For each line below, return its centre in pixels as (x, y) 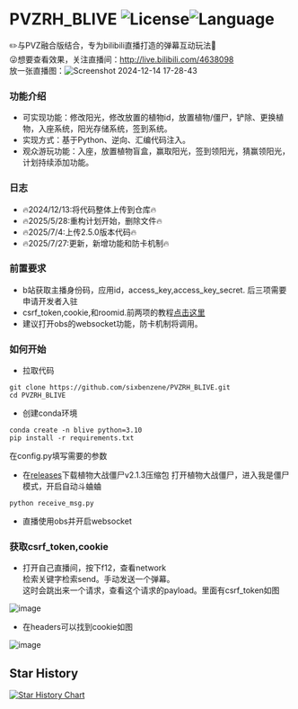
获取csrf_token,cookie (59, 547)
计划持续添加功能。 (58, 163)
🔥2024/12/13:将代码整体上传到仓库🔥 (89, 209)
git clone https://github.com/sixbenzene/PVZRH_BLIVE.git (120, 388)
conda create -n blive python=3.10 (76, 431)
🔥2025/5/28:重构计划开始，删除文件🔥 (92, 220)
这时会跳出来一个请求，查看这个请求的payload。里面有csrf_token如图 (151, 590)
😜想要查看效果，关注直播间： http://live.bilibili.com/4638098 (122, 59)
